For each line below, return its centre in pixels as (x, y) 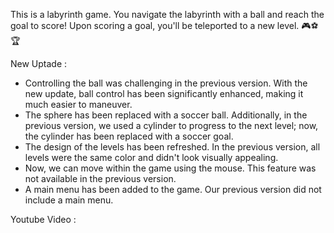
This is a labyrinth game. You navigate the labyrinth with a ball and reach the (167, 14)
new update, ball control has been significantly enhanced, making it (164, 93)
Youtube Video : (43, 219)
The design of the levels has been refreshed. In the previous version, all (172, 147)
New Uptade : (39, 63)
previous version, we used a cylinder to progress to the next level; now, (171, 125)
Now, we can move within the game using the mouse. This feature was (170, 168)
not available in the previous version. (100, 178)
